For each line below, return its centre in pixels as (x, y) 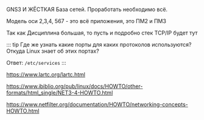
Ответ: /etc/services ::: (37, 63)
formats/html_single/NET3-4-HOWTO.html (60, 93)
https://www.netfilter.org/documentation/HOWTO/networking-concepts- (97, 104)
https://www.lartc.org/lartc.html (46, 75)
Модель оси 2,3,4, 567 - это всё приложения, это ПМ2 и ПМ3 (86, 21)
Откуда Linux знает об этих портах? (53, 51)
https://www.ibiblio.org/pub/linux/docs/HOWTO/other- (75, 86)
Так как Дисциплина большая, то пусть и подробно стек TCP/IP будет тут (102, 33)
